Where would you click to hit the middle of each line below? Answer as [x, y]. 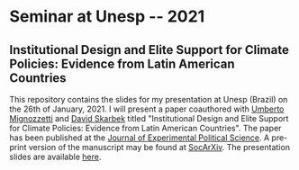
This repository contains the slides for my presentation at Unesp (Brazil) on [149, 99]
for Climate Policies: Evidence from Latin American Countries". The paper [145, 128]
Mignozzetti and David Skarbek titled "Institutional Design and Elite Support [149, 118]
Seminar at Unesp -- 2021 [107, 17]
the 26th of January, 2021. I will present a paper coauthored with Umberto [147, 109]
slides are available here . [55, 157]
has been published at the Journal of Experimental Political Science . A [140, 138]
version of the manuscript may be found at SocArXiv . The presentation [159, 147]
